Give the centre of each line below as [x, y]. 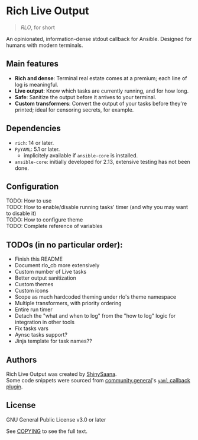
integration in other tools [45, 322]
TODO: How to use [29, 201]
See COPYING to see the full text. [47, 431]
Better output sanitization [46, 278]
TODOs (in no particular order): [64, 245]
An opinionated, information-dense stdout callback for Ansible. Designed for [99, 39]
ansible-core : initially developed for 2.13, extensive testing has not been [102, 162]
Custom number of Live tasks [51, 272]
